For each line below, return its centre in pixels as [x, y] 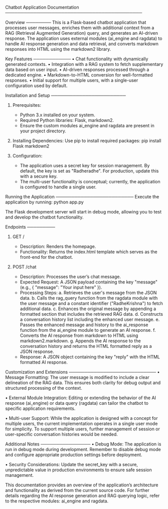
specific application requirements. [40, 408]
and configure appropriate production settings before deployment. [74, 455]
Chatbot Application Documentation [42, 7]
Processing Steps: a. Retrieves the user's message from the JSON [88, 293]
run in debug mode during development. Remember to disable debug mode [83, 449]
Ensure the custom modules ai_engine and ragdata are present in [87, 126]
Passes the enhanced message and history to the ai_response [84, 325]
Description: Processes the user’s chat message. [70, 277]
